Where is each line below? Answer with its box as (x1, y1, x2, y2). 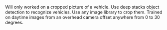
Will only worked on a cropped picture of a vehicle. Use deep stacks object (5, 4, 160, 10)
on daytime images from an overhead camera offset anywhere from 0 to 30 (5, 15, 161, 20)
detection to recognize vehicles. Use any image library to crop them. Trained (5, 9, 163, 15)
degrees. (5, 19, 24, 25)
